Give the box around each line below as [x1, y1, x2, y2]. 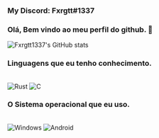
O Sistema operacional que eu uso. [7, 100, 130, 110]
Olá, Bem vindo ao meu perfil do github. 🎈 [7, 24, 153, 34]
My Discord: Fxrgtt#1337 [7, 6, 94, 16]
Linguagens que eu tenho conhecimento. [7, 59, 152, 69]
